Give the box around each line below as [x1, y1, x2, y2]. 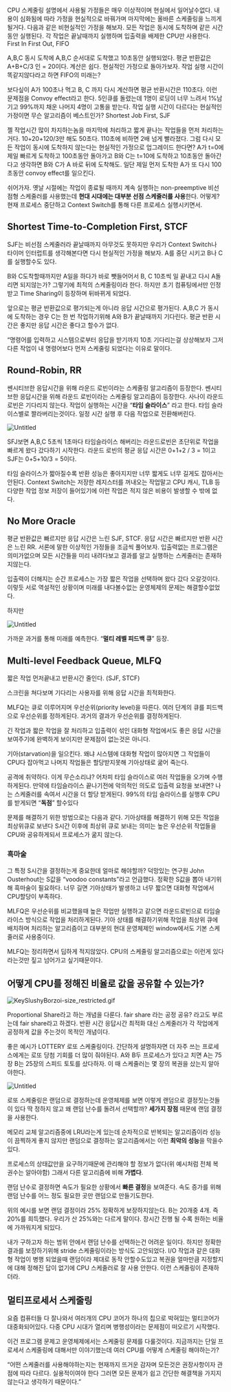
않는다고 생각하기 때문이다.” [7, 1378, 81, 1386]
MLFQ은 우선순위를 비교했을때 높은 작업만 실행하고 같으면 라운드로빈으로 [7, 906, 203, 915]
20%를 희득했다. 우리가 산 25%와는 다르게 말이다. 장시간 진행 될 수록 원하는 [7, 1215, 211, 1223]
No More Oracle [7, 515, 76, 528]
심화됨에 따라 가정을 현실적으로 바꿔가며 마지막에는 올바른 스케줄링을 [19, 14, 204, 23]
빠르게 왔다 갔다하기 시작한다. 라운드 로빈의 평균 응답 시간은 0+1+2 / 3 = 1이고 [7, 446, 217, 454]
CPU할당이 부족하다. [7, 892, 63, 900]
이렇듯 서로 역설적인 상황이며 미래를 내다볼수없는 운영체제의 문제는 [7, 583, 186, 591]
